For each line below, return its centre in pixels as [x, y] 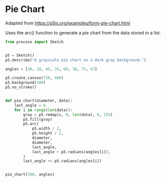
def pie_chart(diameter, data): [39, 101]
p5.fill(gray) [38, 119]
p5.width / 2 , [46, 128]
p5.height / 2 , [48, 133]
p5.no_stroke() [21, 87]
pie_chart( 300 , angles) [30, 174]
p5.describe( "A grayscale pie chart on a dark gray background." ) [76, 60]
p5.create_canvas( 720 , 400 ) [34, 78]
